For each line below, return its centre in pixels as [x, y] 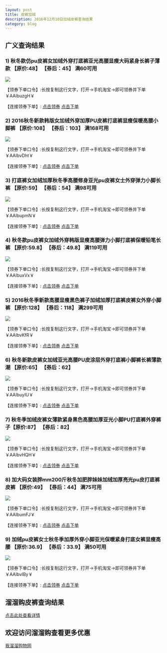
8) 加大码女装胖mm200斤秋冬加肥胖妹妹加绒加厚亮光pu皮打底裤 [83, 479]
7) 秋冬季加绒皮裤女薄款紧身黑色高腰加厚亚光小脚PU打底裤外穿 [81, 420]
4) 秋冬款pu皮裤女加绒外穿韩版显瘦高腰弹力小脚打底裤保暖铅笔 [81, 240]
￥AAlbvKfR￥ [19, 335]
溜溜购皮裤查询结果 [35, 602]
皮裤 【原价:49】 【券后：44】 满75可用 [54, 487]
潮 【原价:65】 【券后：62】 [39, 367]
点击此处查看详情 [23, 615]
